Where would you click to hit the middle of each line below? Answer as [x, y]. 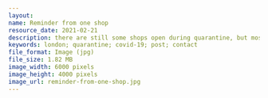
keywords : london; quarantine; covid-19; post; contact [103, 45]
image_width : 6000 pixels [51, 67]
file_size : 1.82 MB [41, 60]
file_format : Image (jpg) [51, 52]
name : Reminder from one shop [59, 23]
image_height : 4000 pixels [53, 74]
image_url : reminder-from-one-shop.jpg [75, 81]
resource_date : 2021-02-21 [53, 30]
